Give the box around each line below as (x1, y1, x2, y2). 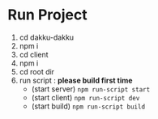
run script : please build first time (19, 75, 133, 85)
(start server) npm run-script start (31, 83, 151, 94)
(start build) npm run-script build (31, 101, 146, 111)
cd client (19, 49, 49, 59)
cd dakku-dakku (19, 32, 75, 42)
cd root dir (19, 66, 54, 76)
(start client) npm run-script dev (31, 92, 140, 102)
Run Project (7, 6, 88, 24)
